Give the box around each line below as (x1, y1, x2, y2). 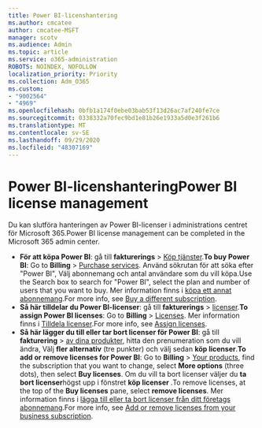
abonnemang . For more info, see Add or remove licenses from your (19, 403, 236, 412)
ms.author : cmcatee (8, 19, 72, 27)
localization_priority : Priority (8, 70, 118, 78)
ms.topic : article (8, 48, 68, 56)
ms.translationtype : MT (8, 121, 87, 129)
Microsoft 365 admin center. (8, 237, 100, 247)
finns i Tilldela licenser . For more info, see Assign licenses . (19, 319, 208, 329)
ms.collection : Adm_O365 (8, 77, 90, 85)
